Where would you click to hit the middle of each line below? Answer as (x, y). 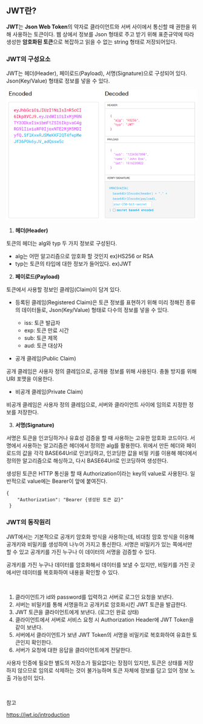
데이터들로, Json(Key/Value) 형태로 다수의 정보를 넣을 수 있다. (95, 310)
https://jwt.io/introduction (38, 714)
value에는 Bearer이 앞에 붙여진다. (67, 481)
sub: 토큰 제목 (41, 338)
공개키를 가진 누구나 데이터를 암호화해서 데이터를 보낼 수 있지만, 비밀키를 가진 (98, 565)
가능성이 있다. (29, 678)
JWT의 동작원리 (28, 522)
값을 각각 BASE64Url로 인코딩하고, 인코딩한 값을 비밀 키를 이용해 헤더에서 (110, 453)
